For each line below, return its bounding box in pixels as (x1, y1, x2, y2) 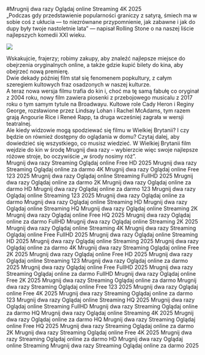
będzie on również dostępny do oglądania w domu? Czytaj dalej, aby (6, 133, 180, 140)
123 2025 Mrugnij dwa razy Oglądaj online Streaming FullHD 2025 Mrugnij (6, 172, 193, 179)
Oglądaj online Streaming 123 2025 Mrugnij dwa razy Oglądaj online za (6, 192, 185, 199)
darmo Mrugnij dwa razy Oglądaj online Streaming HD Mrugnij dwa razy (6, 198, 188, 205)
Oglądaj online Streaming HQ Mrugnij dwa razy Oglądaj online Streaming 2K (6, 205, 198, 212)
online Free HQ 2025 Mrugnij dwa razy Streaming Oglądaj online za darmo (6, 322, 194, 329)
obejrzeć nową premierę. (6, 68, 69, 75)
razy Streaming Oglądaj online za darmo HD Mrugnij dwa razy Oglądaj (6, 335, 184, 343)
